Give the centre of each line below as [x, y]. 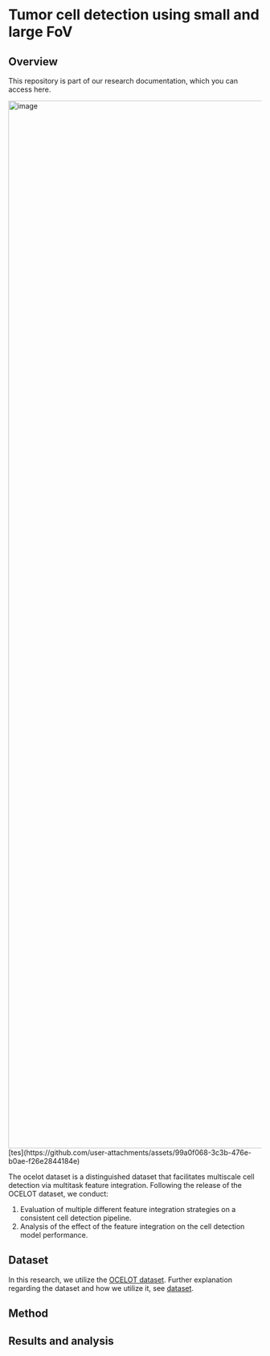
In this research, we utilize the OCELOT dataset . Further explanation [121, 1280]
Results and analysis [61, 1341]
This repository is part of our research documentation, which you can [123, 81]
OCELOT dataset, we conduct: [58, 1194]
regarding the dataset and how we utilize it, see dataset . [101, 1288]
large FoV [41, 32]
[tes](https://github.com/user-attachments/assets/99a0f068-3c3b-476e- [130, 1153]
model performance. [54, 1235]
